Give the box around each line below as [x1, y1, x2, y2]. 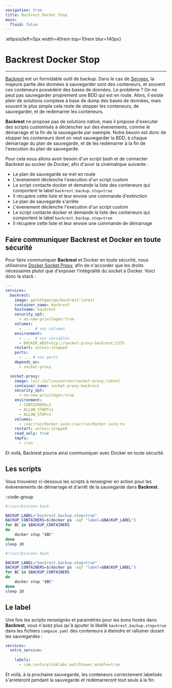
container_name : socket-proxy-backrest [14, 383, 100, 388]
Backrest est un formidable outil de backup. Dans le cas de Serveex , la [5, 76, 155, 82]
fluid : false [10, 22, 38, 27]
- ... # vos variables [18, 336, 70, 341]
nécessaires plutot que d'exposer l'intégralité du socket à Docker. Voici [5, 268, 155, 274]
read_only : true [14, 431, 50, 436]
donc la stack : [5, 273, 36, 279]
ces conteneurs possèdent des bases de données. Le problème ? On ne [5, 87, 157, 93]
